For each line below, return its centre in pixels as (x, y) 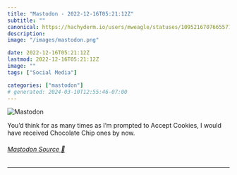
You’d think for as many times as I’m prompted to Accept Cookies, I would (115, 126)
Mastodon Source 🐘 (36, 149)
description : (26, 34)
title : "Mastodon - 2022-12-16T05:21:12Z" (71, 14)
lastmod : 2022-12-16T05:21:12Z (53, 60)
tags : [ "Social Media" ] (42, 72)
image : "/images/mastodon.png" (53, 40)
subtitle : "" (26, 20)
